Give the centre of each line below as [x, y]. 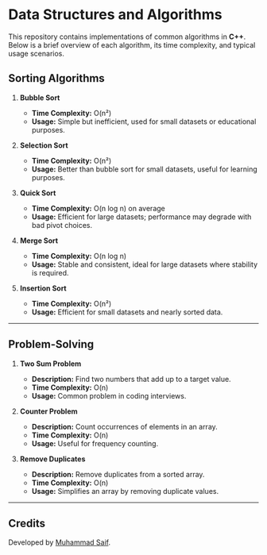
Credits [27, 523]
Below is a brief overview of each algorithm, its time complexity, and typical [132, 44]
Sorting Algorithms [56, 78]
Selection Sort [44, 145]
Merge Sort [39, 241]
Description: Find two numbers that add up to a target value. [132, 379]
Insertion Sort [43, 288]
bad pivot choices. [62, 225]
